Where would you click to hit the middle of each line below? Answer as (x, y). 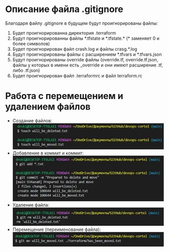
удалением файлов (48, 107)
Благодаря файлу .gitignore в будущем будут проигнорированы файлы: (82, 23)
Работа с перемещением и (64, 96)
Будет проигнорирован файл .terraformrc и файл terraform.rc (77, 75)
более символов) (31, 43)
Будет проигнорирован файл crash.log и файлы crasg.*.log (75, 49)
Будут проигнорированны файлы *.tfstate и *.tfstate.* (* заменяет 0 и (86, 38)
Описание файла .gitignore (64, 9)
